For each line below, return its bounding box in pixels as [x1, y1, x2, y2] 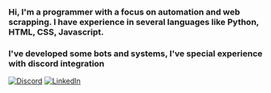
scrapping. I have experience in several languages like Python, [8, 16, 260, 27]
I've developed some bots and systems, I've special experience [8, 47, 263, 59]
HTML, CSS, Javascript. [8, 26, 104, 38]
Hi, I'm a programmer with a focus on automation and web [8, 6, 240, 18]
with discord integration [8, 58, 105, 69]
